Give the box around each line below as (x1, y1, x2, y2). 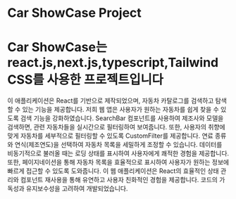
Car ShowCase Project (7, 5, 142, 21)
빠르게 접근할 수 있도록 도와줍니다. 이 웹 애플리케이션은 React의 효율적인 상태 (7, 167, 220, 175)
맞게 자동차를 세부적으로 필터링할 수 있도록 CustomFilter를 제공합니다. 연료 (7, 131, 213, 140)
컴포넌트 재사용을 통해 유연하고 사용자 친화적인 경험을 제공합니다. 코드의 (20, 176, 218, 184)
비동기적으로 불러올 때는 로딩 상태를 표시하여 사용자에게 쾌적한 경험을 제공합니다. (7, 149, 230, 158)
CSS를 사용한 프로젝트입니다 (7, 72, 164, 88)
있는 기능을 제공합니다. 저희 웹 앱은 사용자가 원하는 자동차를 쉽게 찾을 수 (22, 105, 220, 114)
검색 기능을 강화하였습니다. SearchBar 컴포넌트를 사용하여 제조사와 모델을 (20, 114, 224, 122)
